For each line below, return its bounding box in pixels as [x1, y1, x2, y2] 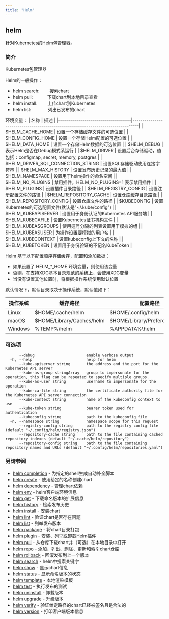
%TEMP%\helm [34, 325, 72, 332]
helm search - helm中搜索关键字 [12, 558, 79, 564]
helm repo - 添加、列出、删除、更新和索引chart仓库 [12, 546, 120, 552]
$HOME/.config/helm [109, 308, 160, 316]
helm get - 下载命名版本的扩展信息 [12, 495, 84, 501]
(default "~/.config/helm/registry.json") [5, 428, 96, 433]
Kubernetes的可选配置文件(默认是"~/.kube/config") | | [5, 204, 117, 210]
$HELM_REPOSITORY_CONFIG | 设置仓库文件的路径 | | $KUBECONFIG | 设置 [5, 198, 163, 204]
